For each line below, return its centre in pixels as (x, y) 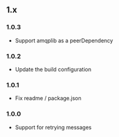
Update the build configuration (53, 69)
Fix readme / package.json (48, 98)
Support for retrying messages (53, 127)
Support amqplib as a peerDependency (64, 40)
